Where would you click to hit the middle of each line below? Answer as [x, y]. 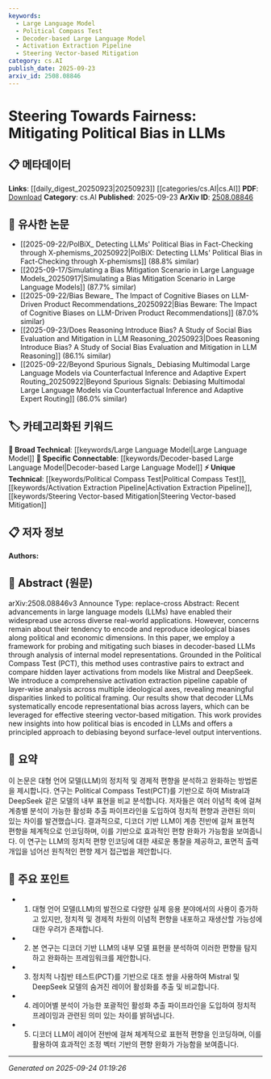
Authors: [23, 556]
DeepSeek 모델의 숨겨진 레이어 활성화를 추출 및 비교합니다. [125, 986]
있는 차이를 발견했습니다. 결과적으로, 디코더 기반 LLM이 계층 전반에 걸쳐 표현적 [132, 820]
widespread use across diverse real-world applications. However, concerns [134, 620]
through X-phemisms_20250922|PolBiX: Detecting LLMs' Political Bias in [141, 253]
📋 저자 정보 [36, 532]
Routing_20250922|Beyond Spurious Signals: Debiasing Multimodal [132, 381]
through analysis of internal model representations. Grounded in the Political [135, 655]
